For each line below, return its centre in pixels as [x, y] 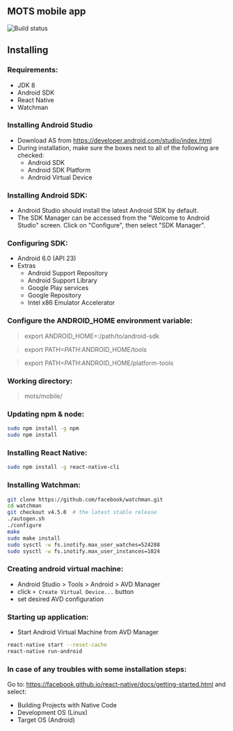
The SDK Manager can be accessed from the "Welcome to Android [113, 218]
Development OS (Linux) [53, 713]
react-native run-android [45, 651]
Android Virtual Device [60, 177]
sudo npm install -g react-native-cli [63, 467]
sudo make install [34, 538]
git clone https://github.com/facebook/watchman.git [85, 499]
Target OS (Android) [46, 720]
